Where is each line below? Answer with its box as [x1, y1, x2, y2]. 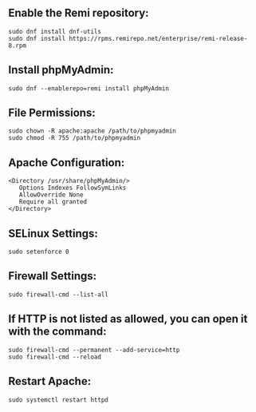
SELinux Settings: [8, 227, 98, 240]
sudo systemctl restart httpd [8, 395, 109, 404]
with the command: [8, 325, 107, 339]
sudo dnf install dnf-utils [8, 27, 102, 35]
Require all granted [18, 198, 88, 206]
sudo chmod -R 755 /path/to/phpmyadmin [8, 134, 141, 142]
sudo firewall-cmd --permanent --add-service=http [8, 346, 180, 354]
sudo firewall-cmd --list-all [8, 291, 109, 299]
